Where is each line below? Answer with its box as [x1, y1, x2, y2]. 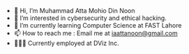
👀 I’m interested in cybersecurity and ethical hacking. [13, 14, 167, 22]
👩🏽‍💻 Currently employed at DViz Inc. [13, 39, 120, 47]
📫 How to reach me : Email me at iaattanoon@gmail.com [13, 29, 178, 37]
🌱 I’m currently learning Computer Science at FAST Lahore [13, 21, 182, 29]
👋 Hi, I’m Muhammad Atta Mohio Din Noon [13, 7, 135, 15]
